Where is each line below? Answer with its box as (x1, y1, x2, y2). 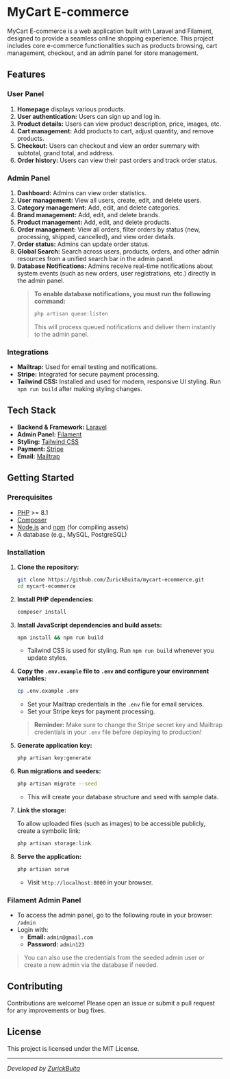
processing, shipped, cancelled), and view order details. (16, 232, 176, 241)
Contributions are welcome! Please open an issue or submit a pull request (7, 999, 216, 1007)
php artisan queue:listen (34, 310, 108, 317)
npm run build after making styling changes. (16, 385, 142, 393)
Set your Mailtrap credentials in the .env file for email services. (27, 700, 204, 709)
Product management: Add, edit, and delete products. (16, 218, 172, 226)
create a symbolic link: (16, 827, 81, 835)
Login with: (16, 926, 49, 934)
